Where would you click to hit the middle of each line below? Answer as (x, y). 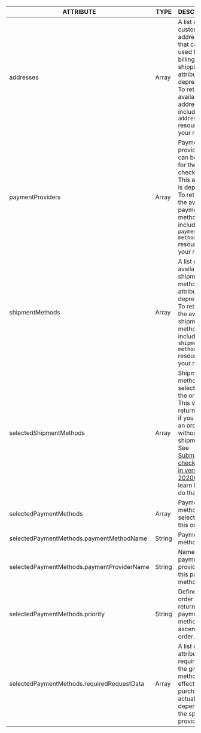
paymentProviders (35, 197)
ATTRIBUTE (80, 12)
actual (187, 699)
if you (186, 418)
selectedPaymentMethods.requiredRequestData (77, 684)
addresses (24, 77)
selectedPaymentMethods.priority (57, 614)
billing (186, 59)
